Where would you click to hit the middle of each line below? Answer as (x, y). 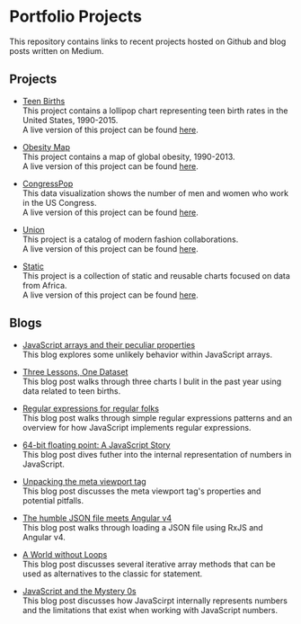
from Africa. (44, 285)
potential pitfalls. (53, 500)
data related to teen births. (71, 391)
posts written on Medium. (57, 50)
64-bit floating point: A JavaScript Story (96, 445)
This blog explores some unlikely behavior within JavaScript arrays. (147, 354)
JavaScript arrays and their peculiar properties (109, 344)
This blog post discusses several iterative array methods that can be (149, 564)
